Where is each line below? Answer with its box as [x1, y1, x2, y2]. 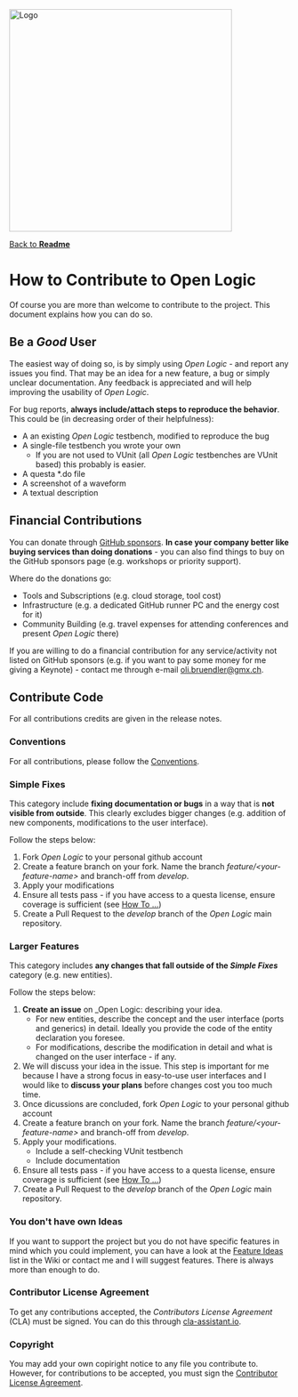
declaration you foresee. [35, 1032, 125, 1044]
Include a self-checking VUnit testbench [35, 1146, 184, 1157]
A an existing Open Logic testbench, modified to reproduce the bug [21, 431, 270, 441]
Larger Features [9, 940, 80, 952]
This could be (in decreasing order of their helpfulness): [9, 413, 214, 424]
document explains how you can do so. [9, 309, 153, 319]
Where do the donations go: [9, 573, 112, 584]
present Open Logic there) [21, 627, 119, 639]
